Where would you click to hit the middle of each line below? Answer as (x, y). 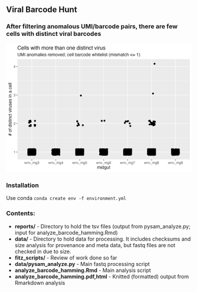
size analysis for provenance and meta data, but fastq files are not (95, 245)
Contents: (21, 214)
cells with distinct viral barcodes (54, 34)
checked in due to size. (43, 251)
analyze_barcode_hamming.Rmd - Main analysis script (83, 270)
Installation (23, 185)
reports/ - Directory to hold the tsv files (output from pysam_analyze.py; (102, 226)
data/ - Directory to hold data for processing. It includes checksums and (103, 239)
